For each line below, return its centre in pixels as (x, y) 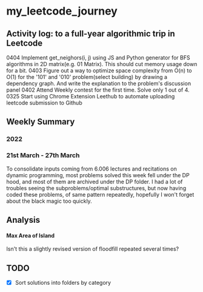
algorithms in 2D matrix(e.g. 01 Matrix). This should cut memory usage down (102, 64)
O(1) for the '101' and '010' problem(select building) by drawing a (87, 77)
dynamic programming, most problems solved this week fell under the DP (98, 175)
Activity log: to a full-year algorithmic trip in (91, 34)
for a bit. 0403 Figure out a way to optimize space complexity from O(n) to (99, 70)
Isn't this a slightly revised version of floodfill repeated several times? (93, 249)
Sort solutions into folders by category (63, 283)
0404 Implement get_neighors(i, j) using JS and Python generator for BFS (98, 58)
